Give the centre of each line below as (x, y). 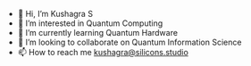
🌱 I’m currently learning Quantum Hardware (98, 33)
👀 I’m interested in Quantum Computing (90, 23)
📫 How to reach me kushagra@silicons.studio (103, 52)
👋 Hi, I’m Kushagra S (55, 14)
